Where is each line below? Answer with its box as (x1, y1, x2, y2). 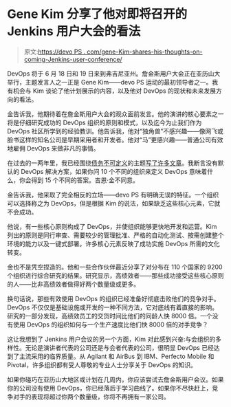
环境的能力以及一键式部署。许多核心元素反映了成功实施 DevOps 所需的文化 (7, 239, 220, 247)
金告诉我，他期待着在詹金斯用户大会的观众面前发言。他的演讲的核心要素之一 (7, 109, 224, 118)
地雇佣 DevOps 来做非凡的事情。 (7, 144, 100, 152)
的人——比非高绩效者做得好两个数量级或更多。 (7, 280, 140, 288)
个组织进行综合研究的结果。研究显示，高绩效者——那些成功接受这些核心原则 (7, 271, 224, 279)
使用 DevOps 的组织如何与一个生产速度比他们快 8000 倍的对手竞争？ (12, 320, 208, 329)
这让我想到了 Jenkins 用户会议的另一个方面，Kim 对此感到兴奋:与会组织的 (7, 335, 216, 343)
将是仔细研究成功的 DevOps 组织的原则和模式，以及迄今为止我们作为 (7, 118, 202, 126)
